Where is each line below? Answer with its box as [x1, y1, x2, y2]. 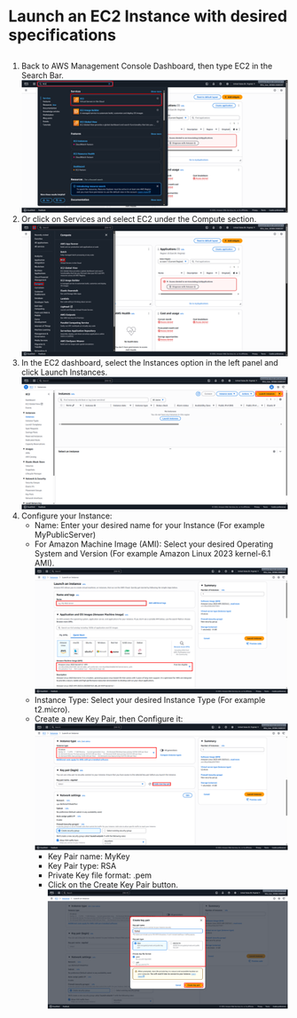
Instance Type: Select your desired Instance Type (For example [34, 695, 266, 706]
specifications [8, 25, 117, 45]
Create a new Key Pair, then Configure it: [34, 714, 184, 724]
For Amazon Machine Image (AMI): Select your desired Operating [34, 539, 274, 549]
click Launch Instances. [20, 367, 108, 377]
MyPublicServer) [34, 530, 97, 541]
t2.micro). [34, 704, 70, 715]
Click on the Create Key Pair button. [47, 879, 179, 889]
